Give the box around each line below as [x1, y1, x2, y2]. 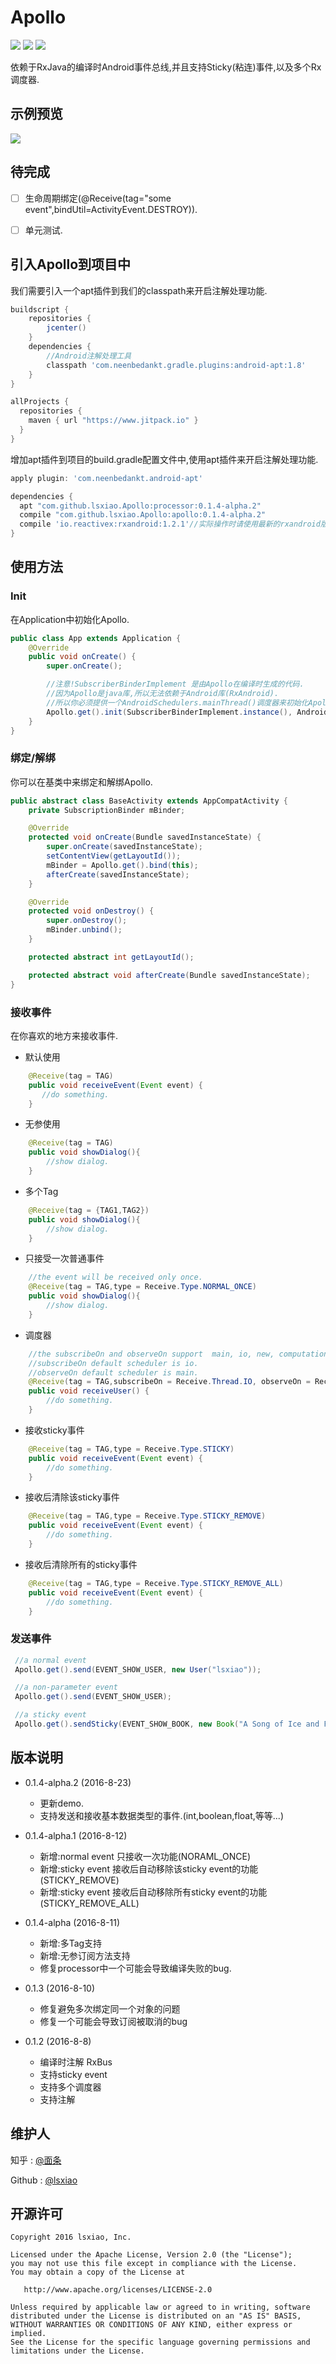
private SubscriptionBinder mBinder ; [28, 805, 186, 815]
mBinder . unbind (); [46, 925, 123, 935]
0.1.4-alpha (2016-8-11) [24, 1916, 121, 1928]
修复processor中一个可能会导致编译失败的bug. [39, 1962, 232, 1974]
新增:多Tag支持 [39, 1937, 103, 1949]
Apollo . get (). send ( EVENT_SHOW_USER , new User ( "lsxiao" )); [14, 1664, 262, 1675]
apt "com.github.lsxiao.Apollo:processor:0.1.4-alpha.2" [19, 501, 262, 511]
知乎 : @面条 [10, 2154, 62, 2166]
